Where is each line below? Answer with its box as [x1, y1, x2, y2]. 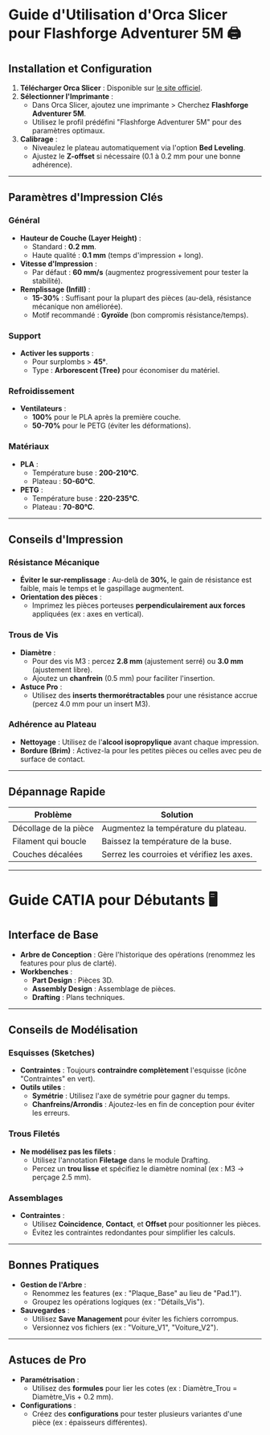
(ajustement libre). [31, 665, 92, 674]
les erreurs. [31, 1108, 71, 1118]
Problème [34, 809, 72, 820]
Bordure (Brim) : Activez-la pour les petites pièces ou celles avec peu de [19, 745, 262, 755]
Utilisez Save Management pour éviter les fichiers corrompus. [31, 1314, 239, 1323]
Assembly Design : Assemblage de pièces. [31, 983, 176, 994]
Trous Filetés [8, 1128, 60, 1139]
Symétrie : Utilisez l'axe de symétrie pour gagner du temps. [31, 1091, 231, 1101]
